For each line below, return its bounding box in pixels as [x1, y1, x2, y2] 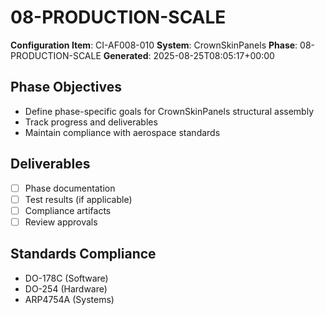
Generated [103, 49, 149, 61]
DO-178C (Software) [24, 272, 109, 284]
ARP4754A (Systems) [24, 293, 115, 305]
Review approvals [24, 216, 98, 228]
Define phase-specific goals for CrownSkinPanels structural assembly [24, 105, 315, 117]
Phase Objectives [10, 79, 122, 96]
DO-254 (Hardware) [24, 282, 108, 295]
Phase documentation [24, 182, 116, 194]
